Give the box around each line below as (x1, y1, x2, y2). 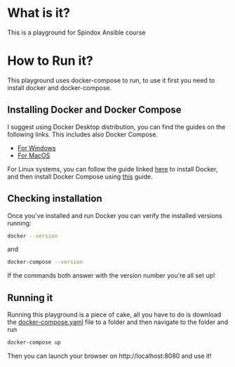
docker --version (7, 232, 58, 240)
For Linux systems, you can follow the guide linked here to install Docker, (7, 165, 218, 173)
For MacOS (17, 151, 51, 160)
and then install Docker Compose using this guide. (7, 172, 153, 181)
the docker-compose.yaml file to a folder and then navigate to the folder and (7, 318, 229, 326)
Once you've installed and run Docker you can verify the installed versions (7, 211, 222, 219)
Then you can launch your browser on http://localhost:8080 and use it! (7, 352, 212, 360)
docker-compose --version (7, 259, 83, 266)
